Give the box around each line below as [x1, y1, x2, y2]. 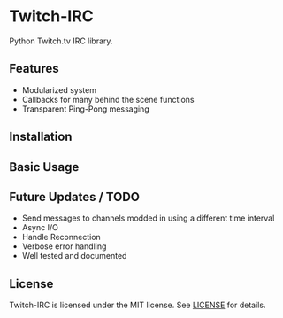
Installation [9, 129, 73, 144]
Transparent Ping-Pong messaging [21, 104, 149, 114]
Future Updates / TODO [9, 189, 140, 205]
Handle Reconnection [21, 232, 102, 243]
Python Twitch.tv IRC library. [9, 35, 113, 46]
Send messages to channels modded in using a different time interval [21, 213, 275, 223]
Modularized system [21, 84, 97, 95]
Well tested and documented [21, 251, 127, 261]
